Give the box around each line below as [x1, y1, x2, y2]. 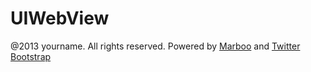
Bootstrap [10, 50, 52, 62]
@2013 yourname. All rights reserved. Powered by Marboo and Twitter [10, 40, 301, 52]
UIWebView [10, 7, 110, 30]
